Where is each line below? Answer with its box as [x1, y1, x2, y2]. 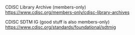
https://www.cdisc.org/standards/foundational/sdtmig [5, 24, 116, 30]
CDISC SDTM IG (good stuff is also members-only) [5, 19, 110, 25]
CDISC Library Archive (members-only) [5, 4, 86, 10]
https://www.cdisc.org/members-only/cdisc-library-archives [5, 9, 130, 15]
